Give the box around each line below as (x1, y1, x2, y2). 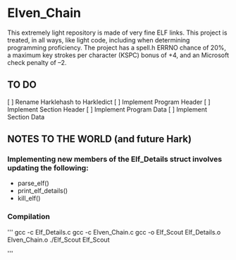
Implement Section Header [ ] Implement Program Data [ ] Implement (7, 105, 208, 114)
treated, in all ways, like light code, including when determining (7, 35, 190, 44)
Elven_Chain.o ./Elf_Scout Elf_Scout (7, 235, 110, 244)
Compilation (7, 212, 51, 222)
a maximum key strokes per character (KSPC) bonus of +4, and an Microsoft (7, 51, 230, 59)
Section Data (7, 112, 45, 121)
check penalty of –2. (7, 58, 67, 66)
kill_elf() (17, 194, 41, 203)
